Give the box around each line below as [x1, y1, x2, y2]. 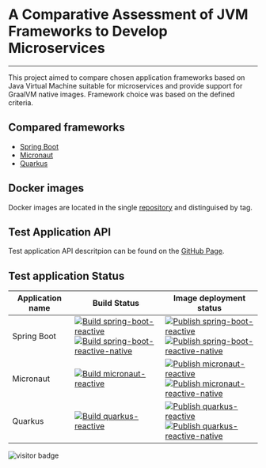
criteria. [8, 97, 34, 108]
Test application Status [8, 269, 125, 282]
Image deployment [173, 292, 246, 304]
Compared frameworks [8, 121, 125, 134]
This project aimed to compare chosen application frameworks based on [8, 73, 245, 82]
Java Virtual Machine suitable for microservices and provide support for [8, 81, 243, 90]
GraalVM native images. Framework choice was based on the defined [8, 89, 235, 99]
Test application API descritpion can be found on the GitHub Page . [8, 247, 225, 256]
